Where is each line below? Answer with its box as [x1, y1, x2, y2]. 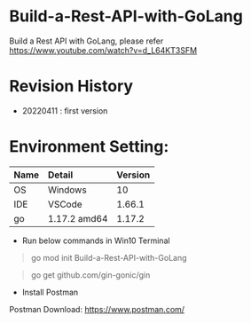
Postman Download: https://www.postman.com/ [9, 303, 184, 314]
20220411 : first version [21, 105, 108, 116]
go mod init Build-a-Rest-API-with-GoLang [30, 252, 188, 263]
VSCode [47, 198, 82, 210]
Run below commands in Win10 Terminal [21, 235, 170, 246]
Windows [47, 184, 87, 196]
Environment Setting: [9, 137, 169, 157]
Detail [47, 169, 74, 181]
